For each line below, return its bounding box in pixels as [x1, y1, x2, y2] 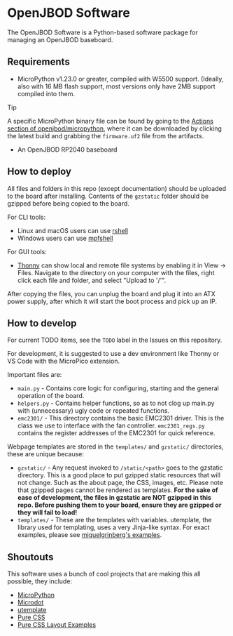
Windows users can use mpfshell [17, 234, 113, 242]
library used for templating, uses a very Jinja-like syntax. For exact [17, 523, 210, 531]
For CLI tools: [7, 213, 46, 221]
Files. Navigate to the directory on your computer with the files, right [17, 268, 215, 277]
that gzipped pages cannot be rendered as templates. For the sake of [17, 486, 218, 494]
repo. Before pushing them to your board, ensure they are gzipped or [17, 501, 222, 510]
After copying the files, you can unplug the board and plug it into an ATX [7, 289, 216, 298]
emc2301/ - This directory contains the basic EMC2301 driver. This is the [17, 414, 225, 423]
